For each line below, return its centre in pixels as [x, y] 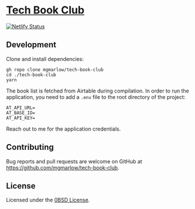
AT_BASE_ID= [21, 113]
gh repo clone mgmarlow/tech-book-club [55, 70]
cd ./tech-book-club [31, 75]
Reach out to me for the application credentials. [64, 129]
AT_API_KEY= [21, 118]
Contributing [30, 147]
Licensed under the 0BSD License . [48, 200]
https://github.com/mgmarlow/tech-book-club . [63, 167]
